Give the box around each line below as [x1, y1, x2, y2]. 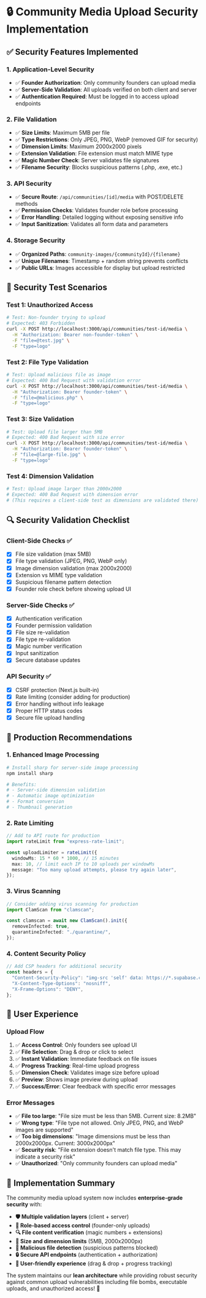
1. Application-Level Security [6, 65, 95, 74]
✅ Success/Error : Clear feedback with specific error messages [15, 1083, 176, 1090]
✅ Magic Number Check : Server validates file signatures [15, 157, 159, 164]
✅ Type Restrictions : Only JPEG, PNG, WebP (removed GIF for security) [15, 136, 198, 143]
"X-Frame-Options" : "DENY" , [12, 986, 84, 993]
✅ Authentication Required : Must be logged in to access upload [15, 93, 179, 100]
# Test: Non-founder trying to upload [6, 315, 105, 321]
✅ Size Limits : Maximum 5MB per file [15, 129, 110, 136]
